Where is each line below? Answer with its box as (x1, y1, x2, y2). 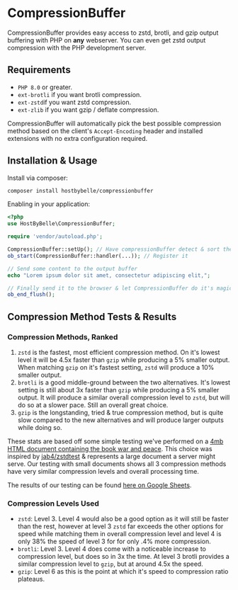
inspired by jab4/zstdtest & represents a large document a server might (7, 452, 216, 460)
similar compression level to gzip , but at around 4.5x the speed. (17, 560, 203, 568)
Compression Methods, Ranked (7, 331, 118, 341)
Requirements (7, 64, 71, 76)
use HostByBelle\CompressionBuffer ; (7, 220, 115, 227)
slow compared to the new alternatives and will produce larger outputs (17, 416, 225, 424)
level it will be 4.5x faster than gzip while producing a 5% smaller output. (17, 356, 230, 364)
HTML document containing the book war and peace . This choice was (7, 445, 212, 453)
